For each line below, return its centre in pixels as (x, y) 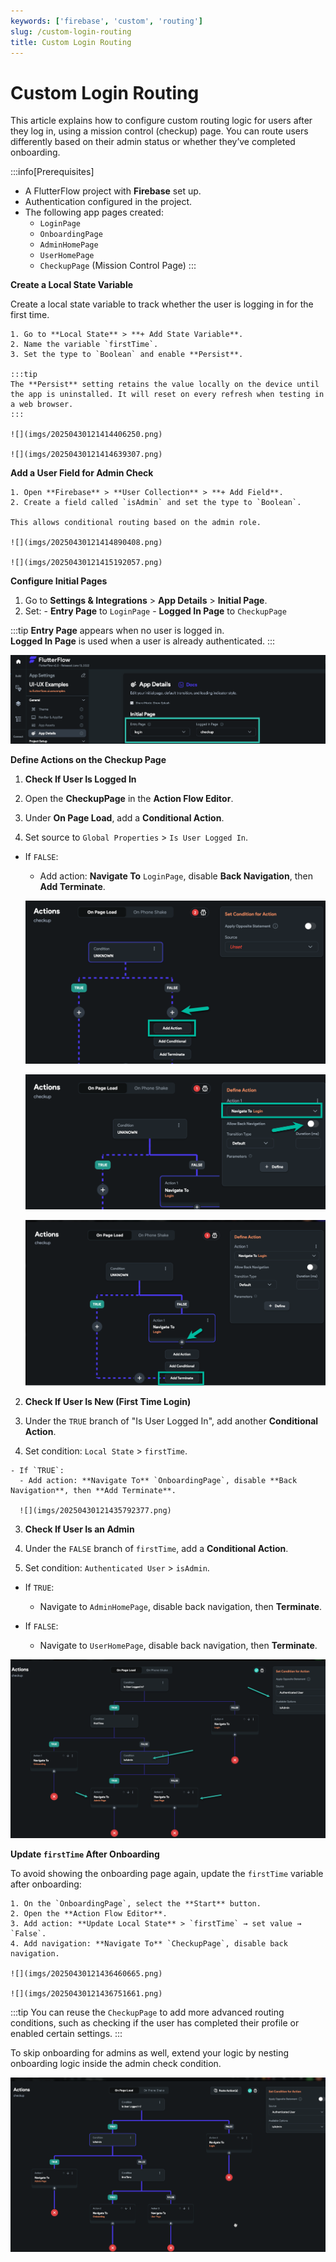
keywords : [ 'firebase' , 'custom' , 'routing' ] (106, 21)
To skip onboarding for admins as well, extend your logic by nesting (150, 2053)
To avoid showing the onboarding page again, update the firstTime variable (167, 1874)
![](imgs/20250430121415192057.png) (86, 563)
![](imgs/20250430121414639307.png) (86, 455)
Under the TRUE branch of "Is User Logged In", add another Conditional (171, 1421)
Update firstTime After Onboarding (85, 1854)
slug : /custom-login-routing (71, 31)
